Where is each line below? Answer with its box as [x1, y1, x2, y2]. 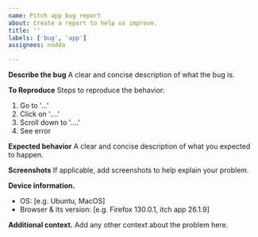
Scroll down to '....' [19, 118, 81, 127]
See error [19, 126, 52, 136]
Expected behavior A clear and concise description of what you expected [8, 142, 251, 151]
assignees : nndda [8, 41, 66, 49]
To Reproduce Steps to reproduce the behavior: [8, 85, 165, 95]
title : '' [8, 26, 41, 34]
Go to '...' [19, 101, 49, 111]
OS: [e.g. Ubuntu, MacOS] [19, 196, 106, 206]
